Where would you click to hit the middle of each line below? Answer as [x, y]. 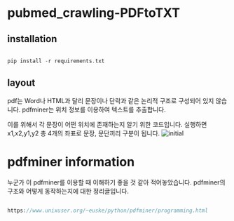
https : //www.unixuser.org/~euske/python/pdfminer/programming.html [108, 210]
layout [21, 83]
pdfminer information [71, 162]
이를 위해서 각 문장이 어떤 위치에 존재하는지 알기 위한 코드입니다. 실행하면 [107, 124]
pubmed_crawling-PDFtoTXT [94, 13]
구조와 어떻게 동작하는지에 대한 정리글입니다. [68, 191]
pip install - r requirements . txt [56, 61]
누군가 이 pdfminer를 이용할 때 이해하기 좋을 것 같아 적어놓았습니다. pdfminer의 [116, 182]
